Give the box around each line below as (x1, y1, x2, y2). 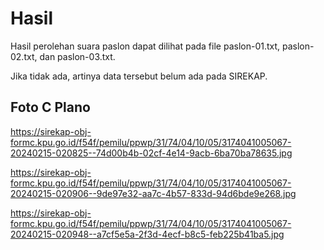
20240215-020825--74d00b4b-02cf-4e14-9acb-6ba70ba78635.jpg (10, 147, 293, 159)
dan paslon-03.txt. (39, 50, 116, 62)
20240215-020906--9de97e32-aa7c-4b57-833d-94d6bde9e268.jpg (10, 187, 297, 199)
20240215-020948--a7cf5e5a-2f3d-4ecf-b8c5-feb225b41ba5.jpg (10, 228, 285, 240)
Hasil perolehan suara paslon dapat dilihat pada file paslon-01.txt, (10, 40, 281, 52)
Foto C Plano (10, 99, 91, 116)
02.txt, (10, 50, 38, 62)
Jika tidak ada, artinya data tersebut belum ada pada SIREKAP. (10, 70, 268, 82)
